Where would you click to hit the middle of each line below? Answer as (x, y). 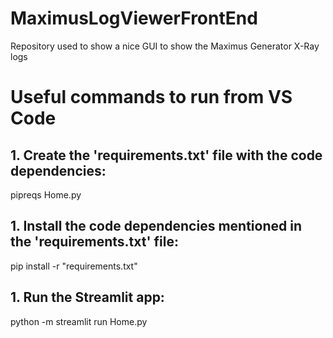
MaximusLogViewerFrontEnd (134, 18)
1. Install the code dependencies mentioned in (156, 226)
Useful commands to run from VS (151, 97)
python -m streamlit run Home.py (79, 321)
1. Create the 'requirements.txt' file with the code (166, 155)
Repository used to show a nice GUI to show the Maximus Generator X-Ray (165, 46)
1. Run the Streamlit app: (87, 297)
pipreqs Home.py (46, 194)
